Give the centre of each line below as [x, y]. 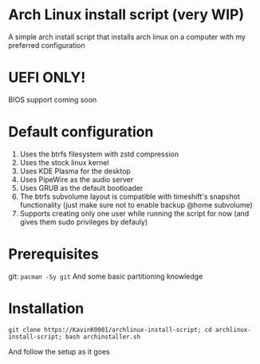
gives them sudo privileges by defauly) [84, 222]
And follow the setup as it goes [59, 351]
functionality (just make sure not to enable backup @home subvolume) [136, 204]
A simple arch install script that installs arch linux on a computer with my [127, 37]
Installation [46, 308]
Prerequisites [54, 254]
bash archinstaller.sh [103, 337]
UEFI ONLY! [47, 78]
